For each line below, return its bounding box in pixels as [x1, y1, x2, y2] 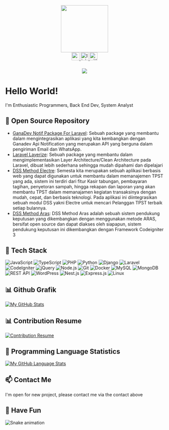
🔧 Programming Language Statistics [5, 347, 121, 355]
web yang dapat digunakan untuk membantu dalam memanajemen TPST [12, 173, 163, 179]
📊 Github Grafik [5, 285, 57, 294]
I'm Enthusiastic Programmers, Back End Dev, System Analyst [5, 102, 133, 108]
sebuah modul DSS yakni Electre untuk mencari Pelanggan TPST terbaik [12, 199, 162, 205]
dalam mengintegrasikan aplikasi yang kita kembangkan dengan [12, 135, 146, 141]
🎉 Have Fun [5, 406, 41, 415]
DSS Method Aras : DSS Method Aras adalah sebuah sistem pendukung [12, 210, 160, 216]
